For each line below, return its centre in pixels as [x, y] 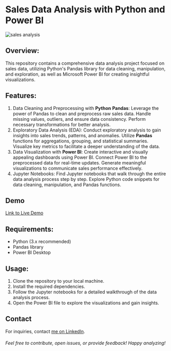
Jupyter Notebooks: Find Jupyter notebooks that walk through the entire [89, 174]
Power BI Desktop [32, 252]
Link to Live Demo [24, 213]
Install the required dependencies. [49, 287]
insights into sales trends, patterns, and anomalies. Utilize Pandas [82, 135]
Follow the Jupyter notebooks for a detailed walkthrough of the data [85, 292]
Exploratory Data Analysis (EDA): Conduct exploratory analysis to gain [87, 130]
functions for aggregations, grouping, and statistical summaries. [81, 141]
